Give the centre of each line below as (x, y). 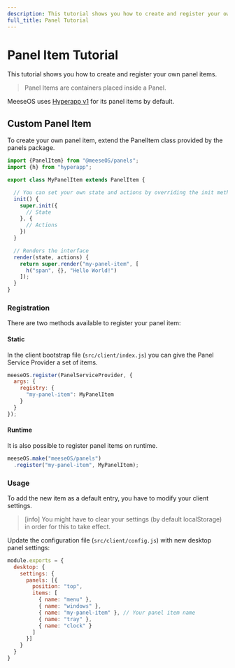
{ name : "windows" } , (70, 606)
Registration (29, 308)
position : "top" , (57, 587)
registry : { (37, 388)
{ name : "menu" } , (65, 600)
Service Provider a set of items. (52, 362)
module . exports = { (36, 560)
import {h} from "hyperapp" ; (50, 168)
